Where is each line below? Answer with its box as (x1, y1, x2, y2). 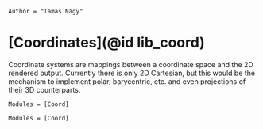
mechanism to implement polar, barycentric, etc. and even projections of (8, 76, 246, 86)
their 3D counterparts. (8, 85, 81, 94)
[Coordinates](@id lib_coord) (8, 34, 205, 51)
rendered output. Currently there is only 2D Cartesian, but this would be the (8, 68, 256, 78)
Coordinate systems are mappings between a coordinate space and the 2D (8, 59, 254, 69)
